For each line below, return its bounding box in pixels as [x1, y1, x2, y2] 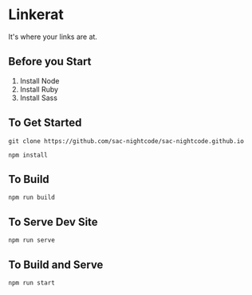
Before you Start [8, 55, 92, 68]
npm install [8, 151, 48, 159]
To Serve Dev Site [8, 215, 98, 228]
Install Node [19, 76, 60, 85]
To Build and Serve [8, 258, 104, 271]
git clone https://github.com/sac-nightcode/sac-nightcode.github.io [8, 137, 245, 145]
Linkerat [8, 6, 64, 24]
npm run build [8, 193, 56, 202]
